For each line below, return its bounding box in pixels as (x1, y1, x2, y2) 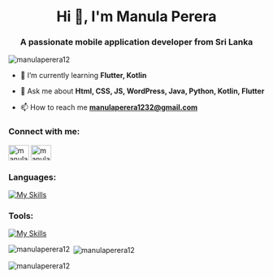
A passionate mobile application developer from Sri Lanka (19, 37, 253, 48)
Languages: (8, 171, 57, 182)
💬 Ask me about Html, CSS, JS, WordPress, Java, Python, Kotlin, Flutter (19, 86, 265, 96)
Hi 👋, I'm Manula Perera (56, 7, 217, 26)
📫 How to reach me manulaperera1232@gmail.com (19, 102, 198, 112)
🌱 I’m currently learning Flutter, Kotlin (19, 71, 147, 81)
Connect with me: (8, 126, 80, 137)
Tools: (8, 211, 34, 221)
